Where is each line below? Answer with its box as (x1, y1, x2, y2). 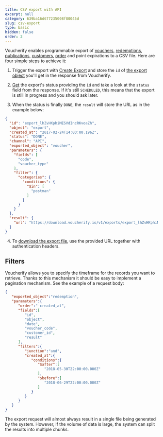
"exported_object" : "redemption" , (11, 295, 79, 299)
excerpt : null (5, 12, 34, 17)
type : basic (5, 25, 29, 30)
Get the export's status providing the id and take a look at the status (12, 82, 149, 87)
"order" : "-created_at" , (17, 303, 66, 309)
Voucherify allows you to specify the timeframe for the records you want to (5, 270, 155, 276)
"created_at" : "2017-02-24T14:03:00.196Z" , (9, 130, 98, 135)
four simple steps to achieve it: (5, 58, 66, 64)
